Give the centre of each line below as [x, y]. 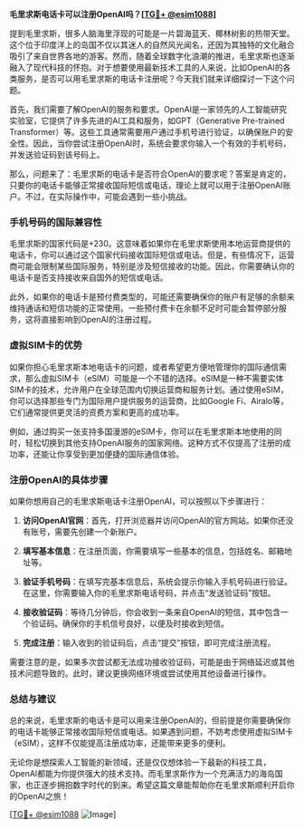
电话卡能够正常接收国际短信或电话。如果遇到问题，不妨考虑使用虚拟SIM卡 [155, 732]
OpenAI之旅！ [43, 796]
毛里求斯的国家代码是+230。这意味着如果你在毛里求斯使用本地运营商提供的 [150, 244]
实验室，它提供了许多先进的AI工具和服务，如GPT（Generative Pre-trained [147, 120]
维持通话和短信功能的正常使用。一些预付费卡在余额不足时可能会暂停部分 [144, 308]
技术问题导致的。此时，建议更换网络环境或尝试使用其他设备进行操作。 [140, 673]
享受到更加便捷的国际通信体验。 [124, 454]
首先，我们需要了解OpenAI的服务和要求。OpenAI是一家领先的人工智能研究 [148, 109]
